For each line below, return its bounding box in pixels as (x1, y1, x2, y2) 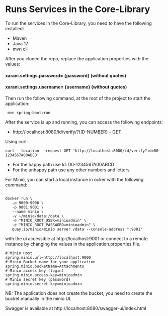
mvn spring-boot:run (7, 110, 51, 115)
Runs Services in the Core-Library (5, 4, 150, 15)
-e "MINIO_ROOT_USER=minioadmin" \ (12, 218, 87, 223)
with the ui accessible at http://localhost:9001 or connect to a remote (5, 235, 148, 242)
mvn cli (12, 46, 28, 52)
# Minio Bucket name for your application (5, 259, 96, 264)
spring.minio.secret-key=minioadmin (5, 281, 82, 286)
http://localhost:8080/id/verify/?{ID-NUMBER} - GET (12, 129, 122, 135)
